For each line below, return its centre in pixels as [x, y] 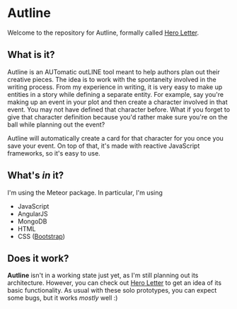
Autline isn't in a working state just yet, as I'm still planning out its [103, 275]
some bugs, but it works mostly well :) [63, 298]
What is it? [31, 55]
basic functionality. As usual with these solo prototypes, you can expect [112, 291]
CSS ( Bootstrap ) [41, 236]
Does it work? [38, 258]
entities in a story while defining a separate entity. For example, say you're [116, 94]
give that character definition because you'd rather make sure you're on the [117, 117]
